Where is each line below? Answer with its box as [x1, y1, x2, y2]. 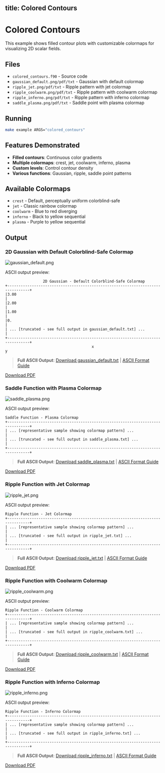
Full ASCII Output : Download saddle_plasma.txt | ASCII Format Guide [17, 459, 159, 465]
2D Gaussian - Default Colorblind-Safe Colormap [43, 279, 145, 284]
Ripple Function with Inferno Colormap [5, 678, 100, 685]
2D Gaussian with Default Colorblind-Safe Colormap [5, 248, 134, 255]
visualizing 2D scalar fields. [5, 46, 61, 52]
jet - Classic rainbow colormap [12, 203, 77, 209]
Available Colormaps [5, 185, 71, 193]
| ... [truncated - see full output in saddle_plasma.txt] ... [5, 437, 139, 442]
